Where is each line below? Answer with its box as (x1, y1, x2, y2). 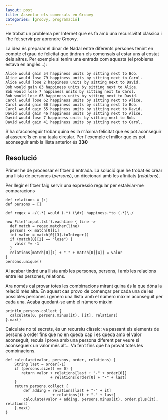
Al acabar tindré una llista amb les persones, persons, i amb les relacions (5, 268, 157, 274)
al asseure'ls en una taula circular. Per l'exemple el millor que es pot (5, 134, 146, 140)
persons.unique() (5, 259, 42, 264)
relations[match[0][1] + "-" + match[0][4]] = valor (10, 250, 123, 256)
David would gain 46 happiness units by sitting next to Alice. (5, 111, 143, 116)
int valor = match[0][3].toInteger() (10, 232, 89, 238)
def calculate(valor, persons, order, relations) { (5, 358, 116, 363)
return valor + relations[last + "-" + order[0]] (21, 371, 127, 376)
